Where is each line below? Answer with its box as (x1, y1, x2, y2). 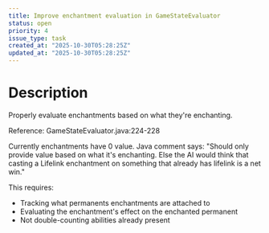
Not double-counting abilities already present (19, 215, 170, 225)
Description (8, 84, 88, 102)
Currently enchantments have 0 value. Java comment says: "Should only (8, 141, 249, 151)
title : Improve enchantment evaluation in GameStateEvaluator (8, 11, 221, 20)
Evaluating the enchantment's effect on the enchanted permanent (19, 206, 238, 216)
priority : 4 (8, 27, 48, 35)
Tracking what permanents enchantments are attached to (19, 198, 210, 207)
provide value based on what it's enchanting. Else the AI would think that (8, 149, 249, 159)
